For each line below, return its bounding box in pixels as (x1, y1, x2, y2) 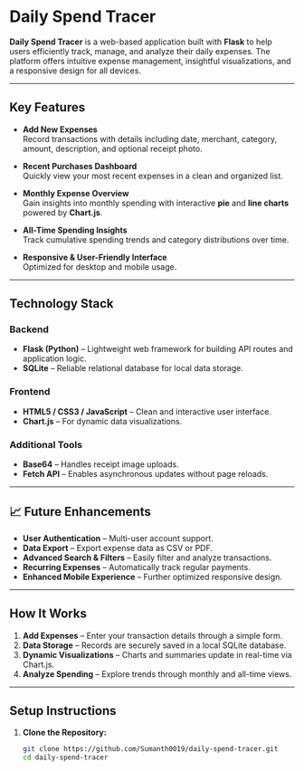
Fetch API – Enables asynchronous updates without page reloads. (22, 469, 269, 480)
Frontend (9, 385, 51, 398)
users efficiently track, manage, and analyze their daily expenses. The (9, 45, 271, 56)
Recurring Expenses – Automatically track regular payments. (22, 561, 251, 572)
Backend (9, 323, 50, 336)
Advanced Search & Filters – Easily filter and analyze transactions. (22, 552, 272, 563)
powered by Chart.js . (22, 206, 103, 218)
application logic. (22, 353, 87, 364)
